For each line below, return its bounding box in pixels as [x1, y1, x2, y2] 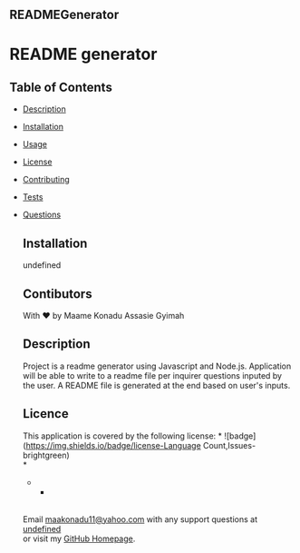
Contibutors [22, 286, 92, 301]
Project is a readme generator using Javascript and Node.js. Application [22, 360, 292, 371]
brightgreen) [22, 449, 70, 460]
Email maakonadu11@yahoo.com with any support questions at [22, 513, 258, 525]
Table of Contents [9, 79, 113, 94]
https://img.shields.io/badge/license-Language [25, 439, 201, 450]
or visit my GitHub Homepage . [22, 533, 136, 544]
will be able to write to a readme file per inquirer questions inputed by [22, 370, 283, 380]
